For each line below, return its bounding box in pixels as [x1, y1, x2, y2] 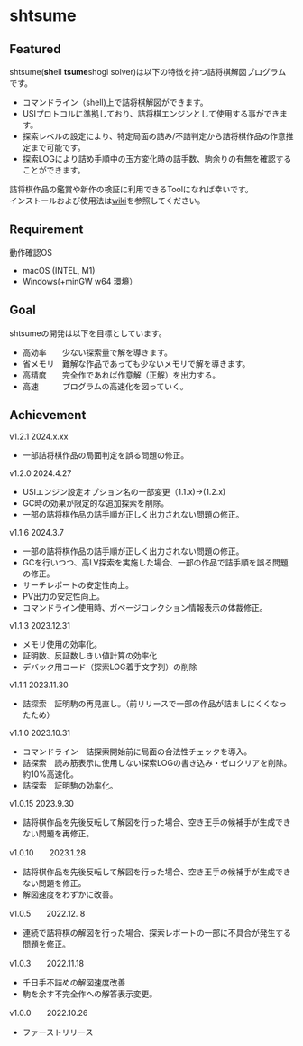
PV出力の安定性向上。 [22, 591, 106, 602]
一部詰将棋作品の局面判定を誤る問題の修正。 [22, 450, 189, 461]
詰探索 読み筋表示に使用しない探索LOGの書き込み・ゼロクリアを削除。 [22, 758, 292, 769]
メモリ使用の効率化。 [22, 639, 102, 650]
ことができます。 [22, 164, 86, 175]
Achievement [9, 407, 87, 423]
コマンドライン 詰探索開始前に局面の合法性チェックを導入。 [22, 746, 252, 757]
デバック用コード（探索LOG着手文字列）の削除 [22, 661, 197, 673]
